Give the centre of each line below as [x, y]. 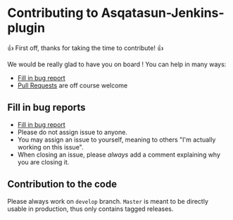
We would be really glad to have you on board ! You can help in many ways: [117, 64]
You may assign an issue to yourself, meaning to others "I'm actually [116, 140]
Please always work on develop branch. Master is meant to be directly [108, 201]
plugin [26, 28]
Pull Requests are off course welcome [73, 85]
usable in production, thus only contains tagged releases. [90, 209]
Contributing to [53, 13]
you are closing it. [43, 162]
